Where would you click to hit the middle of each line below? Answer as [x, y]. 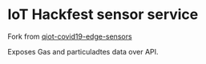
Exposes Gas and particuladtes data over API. [83, 51]
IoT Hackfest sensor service [103, 15]
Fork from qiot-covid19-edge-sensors [70, 36]
